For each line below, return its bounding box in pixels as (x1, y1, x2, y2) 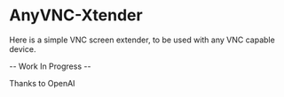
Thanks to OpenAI (9, 78, 75, 88)
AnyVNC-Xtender (9, 5, 144, 26)
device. (9, 43, 36, 54)
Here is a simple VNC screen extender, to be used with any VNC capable (9, 34, 275, 45)
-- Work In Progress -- (9, 61, 91, 71)
